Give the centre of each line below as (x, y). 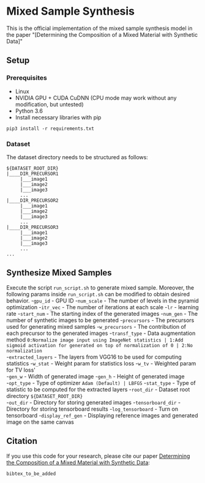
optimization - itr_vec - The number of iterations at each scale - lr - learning (102, 307)
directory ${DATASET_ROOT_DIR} (45, 395)
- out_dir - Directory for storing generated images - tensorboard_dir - (94, 402)
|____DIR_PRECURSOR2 (33, 200)
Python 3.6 (29, 111)
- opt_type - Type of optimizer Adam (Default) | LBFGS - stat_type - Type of (101, 383)
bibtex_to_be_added (31, 474)
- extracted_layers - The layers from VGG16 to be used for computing (94, 357)
